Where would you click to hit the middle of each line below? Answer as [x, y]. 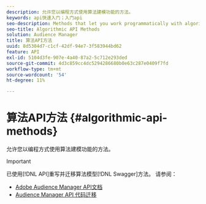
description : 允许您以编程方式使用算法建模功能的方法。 [70, 12]
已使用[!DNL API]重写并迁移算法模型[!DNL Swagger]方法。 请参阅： [92, 174]
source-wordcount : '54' [37, 75]
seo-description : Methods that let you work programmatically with [94, 23]
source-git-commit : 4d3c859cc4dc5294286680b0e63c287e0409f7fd [87, 63]
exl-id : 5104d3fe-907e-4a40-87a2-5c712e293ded [67, 58]
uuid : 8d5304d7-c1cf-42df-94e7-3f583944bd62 [64, 47]
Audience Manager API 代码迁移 [56, 195]
